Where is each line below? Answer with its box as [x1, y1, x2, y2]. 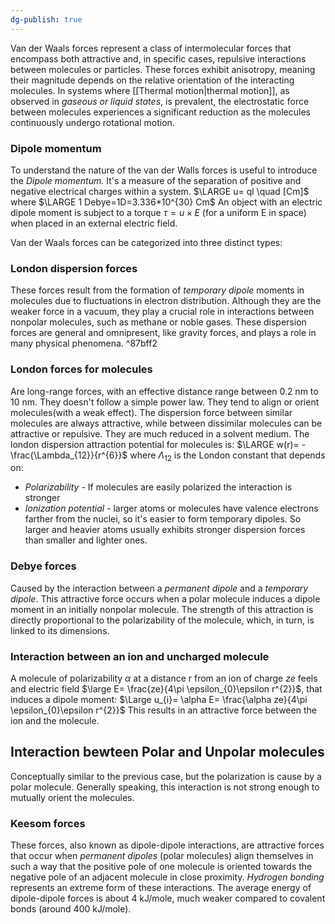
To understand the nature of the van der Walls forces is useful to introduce [10, 164, 318, 176]
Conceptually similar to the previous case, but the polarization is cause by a [10, 770, 322, 782]
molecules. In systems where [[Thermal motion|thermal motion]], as [10, 84, 290, 96]
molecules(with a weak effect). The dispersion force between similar [10, 406, 293, 418]
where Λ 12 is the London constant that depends [129, 449, 326, 463]
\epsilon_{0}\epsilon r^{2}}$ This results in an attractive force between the [10, 704, 317, 716]
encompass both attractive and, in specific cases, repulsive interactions [10, 52, 307, 65]
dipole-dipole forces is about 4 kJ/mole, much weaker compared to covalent [10, 892, 326, 905]
